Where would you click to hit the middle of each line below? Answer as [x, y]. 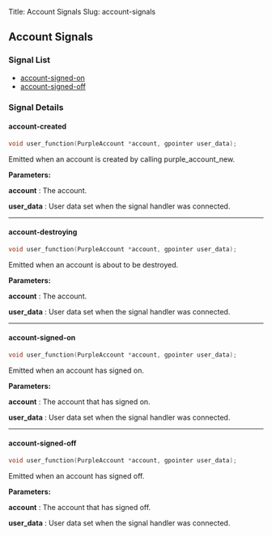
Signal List [30, 60]
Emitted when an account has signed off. [76, 475]
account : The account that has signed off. [80, 507]
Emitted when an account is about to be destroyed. [93, 264]
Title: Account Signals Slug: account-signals [82, 12]
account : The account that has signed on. [80, 401]
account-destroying [43, 232]
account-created [38, 127]
